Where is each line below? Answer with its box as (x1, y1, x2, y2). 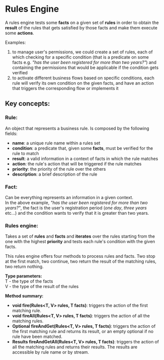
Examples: (5, 39, 26, 45)
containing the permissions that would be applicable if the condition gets (12, 65, 159, 70)
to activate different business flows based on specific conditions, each (12, 75, 155, 81)
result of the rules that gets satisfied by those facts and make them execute (5, 24, 158, 30)
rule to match (12, 150, 39, 156)
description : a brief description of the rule (12, 171, 98, 177)
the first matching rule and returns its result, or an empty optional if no (12, 329, 154, 335)
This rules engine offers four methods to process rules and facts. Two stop (5, 253, 155, 259)
